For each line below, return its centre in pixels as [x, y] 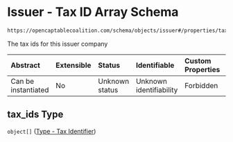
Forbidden [201, 85]
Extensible [73, 65]
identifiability [157, 89]
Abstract [25, 65]
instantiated [30, 89]
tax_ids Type [35, 115]
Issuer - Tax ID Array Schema [93, 12]
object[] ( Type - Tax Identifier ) [52, 131]
